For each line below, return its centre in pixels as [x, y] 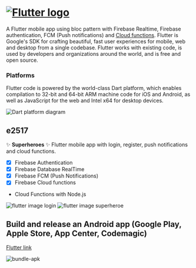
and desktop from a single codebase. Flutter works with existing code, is [94, 48]
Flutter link [19, 247]
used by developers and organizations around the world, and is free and [94, 53]
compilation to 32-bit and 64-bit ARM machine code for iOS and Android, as [98, 95]
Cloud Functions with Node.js [50, 195]
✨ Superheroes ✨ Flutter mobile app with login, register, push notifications [97, 145]
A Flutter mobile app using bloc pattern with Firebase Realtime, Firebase [94, 29]
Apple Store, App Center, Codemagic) [77, 233]
